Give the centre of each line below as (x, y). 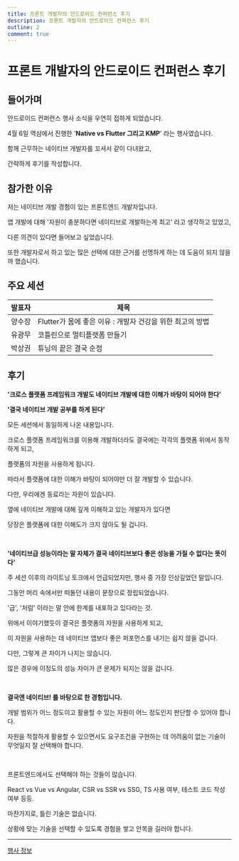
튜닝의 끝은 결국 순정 (70, 348)
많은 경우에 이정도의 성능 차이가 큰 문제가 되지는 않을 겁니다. (91, 668)
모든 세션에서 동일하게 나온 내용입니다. (60, 424)
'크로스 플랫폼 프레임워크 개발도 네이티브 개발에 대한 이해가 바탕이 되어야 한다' (115, 394)
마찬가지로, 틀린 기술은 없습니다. (52, 813)
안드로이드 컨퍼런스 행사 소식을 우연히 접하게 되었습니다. (85, 118)
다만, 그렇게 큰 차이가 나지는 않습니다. (59, 653)
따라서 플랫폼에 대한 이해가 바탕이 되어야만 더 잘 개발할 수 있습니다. (100, 479)
